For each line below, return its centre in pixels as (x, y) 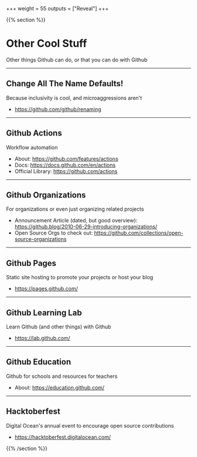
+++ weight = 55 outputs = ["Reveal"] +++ (57, 9)
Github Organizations (46, 195)
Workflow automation (32, 147)
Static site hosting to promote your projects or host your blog (80, 277)
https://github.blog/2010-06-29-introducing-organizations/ (86, 227)
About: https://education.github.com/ (59, 387)
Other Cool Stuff (47, 44)
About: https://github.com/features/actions (66, 158)
